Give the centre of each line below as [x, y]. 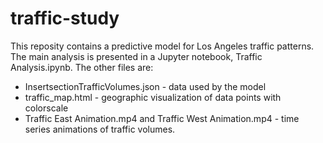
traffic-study [65, 18]
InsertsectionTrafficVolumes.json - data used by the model [145, 86]
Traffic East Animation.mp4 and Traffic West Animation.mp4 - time [162, 118]
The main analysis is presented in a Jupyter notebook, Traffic [136, 56]
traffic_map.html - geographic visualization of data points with [153, 97]
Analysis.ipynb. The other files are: [82, 67]
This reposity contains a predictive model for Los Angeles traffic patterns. [162, 46]
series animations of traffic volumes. [100, 129]
